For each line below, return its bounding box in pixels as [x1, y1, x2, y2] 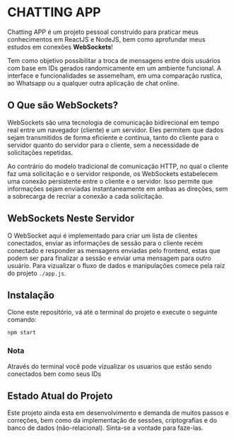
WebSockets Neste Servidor [7, 213, 135, 225]
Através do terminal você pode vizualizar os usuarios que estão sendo [7, 362, 212, 370]
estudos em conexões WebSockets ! [7, 42, 113, 51]
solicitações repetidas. [7, 148, 73, 156]
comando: [7, 315, 37, 324]
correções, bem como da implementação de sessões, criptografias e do [7, 416, 218, 425]
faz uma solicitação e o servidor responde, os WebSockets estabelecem [7, 169, 218, 177]
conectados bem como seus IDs [7, 369, 101, 378]
